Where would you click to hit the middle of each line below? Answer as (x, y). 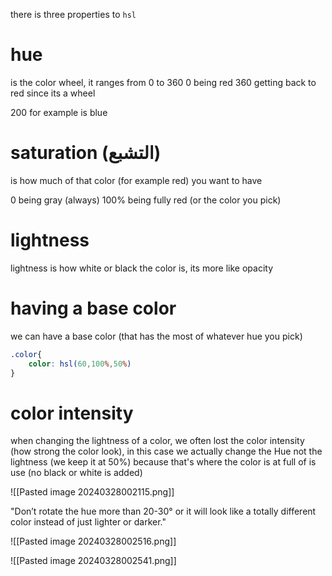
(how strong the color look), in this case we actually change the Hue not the (166, 451)
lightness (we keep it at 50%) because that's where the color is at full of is (163, 462)
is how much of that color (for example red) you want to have (136, 180)
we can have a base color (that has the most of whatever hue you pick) (156, 336)
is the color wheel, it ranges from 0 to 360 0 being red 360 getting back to (163, 82)
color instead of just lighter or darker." (88, 522)
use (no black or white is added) (76, 473)
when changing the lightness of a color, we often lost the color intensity (157, 441)
